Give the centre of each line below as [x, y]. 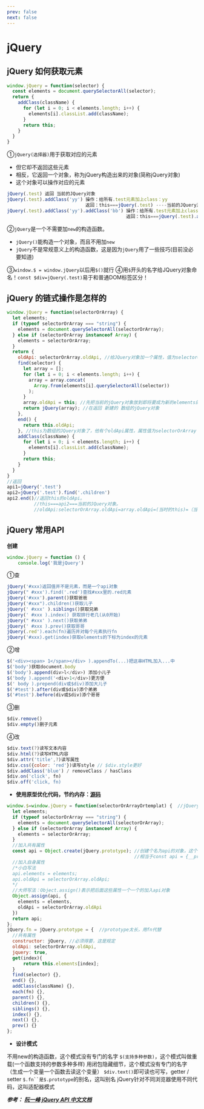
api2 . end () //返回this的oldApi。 [46, 498]
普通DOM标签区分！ [123, 277]
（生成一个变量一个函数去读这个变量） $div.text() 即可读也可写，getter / [98, 1071]
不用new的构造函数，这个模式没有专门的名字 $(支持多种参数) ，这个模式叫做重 [102, 1056]
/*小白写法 [24, 868]
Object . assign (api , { [40, 896]
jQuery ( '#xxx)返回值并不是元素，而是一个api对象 [62, 587]
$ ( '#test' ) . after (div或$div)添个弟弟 [52, 689]
